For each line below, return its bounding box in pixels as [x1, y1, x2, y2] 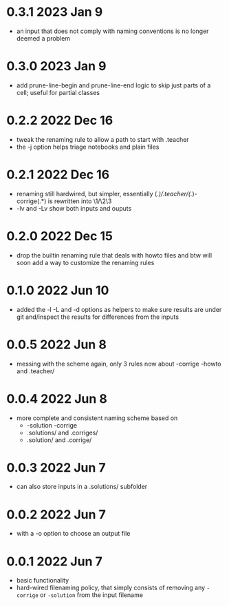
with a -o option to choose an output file [16, 530, 131, 538]
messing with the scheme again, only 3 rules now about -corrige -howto [16, 359, 221, 368]
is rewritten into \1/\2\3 [47, 197, 112, 205]
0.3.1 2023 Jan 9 [6, 4, 103, 20]
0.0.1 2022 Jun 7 [6, 554, 102, 569]
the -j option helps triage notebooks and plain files [16, 143, 160, 151]
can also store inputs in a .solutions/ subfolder [16, 483, 148, 491]
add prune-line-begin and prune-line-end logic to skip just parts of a [16, 81, 211, 90]
